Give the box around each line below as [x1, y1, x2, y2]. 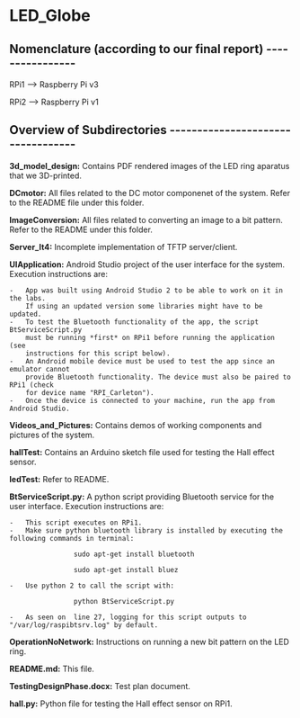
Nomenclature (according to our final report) [9, 41, 264, 57]
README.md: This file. [9, 663, 94, 674]
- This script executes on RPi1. [9, 518, 143, 527]
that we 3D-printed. [9, 170, 83, 181]
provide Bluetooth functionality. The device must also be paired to [25, 372, 292, 381]
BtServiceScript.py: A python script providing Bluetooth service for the [9, 491, 275, 502]
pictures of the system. [9, 429, 95, 440]
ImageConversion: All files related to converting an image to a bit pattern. [9, 214, 283, 225]
